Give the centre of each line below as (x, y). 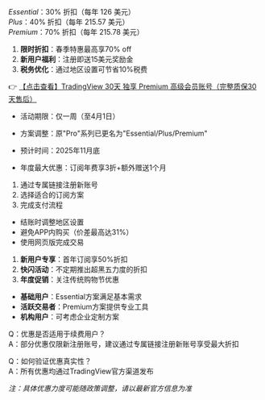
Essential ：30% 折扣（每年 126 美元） (72, 12)
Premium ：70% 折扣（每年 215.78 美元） (76, 32)
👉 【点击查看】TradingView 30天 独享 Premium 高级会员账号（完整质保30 (132, 86)
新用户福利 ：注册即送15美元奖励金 (77, 59)
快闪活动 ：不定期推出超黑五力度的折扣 (83, 269)
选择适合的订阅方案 (52, 195)
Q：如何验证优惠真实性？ (50, 361)
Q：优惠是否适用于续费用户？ (57, 334)
